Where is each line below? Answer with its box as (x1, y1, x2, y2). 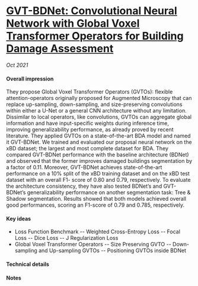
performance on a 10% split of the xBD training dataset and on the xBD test (6, 170, 190, 177)
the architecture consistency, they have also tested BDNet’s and (6, 182, 162, 190)
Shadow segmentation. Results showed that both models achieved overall (6, 195, 187, 203)
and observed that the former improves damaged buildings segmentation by (6, 158, 193, 165)
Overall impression (6, 75, 54, 82)
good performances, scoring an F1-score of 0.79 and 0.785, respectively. (6, 201, 185, 208)
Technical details (6, 261, 49, 268)
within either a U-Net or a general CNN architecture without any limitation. (6, 107, 187, 114)
